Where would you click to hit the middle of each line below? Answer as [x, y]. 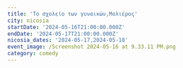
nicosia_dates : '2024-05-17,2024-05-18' [68, 40]
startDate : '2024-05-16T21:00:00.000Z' [66, 27]
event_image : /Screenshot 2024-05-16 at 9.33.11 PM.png [91, 47]
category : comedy [33, 54]
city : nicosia [28, 21]
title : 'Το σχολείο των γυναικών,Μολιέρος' [73, 14]
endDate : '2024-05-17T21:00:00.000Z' [63, 34]
